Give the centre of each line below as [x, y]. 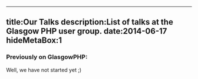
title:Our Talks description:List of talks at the [90, 22]
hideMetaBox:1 [34, 41]
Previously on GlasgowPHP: [47, 57]
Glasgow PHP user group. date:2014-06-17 [87, 31]
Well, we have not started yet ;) [44, 70]
